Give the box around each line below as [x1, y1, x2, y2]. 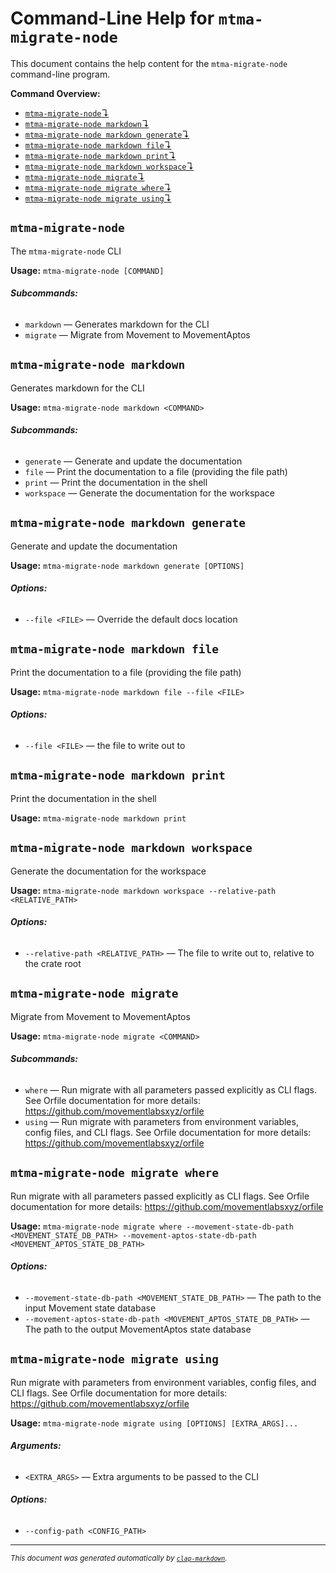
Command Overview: [10, 87, 101, 99]
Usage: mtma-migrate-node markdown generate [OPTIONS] [10, 559, 245, 571]
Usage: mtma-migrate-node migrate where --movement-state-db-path [10, 1220, 294, 1232]
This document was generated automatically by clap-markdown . [10, 1553, 228, 1564]
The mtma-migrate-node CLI [10, 245, 122, 257]
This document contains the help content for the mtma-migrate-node [10, 57, 288, 69]
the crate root [24, 957, 82, 969]
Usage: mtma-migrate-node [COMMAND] [10, 264, 165, 276]
